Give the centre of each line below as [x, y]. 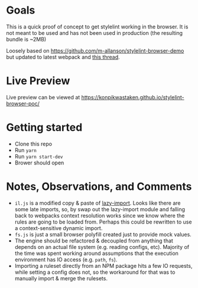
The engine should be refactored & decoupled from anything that [94, 241]
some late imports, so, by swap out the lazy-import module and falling [100, 209]
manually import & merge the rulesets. [61, 278]
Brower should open [39, 163]
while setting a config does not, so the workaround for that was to [95, 272]
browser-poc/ [23, 103]
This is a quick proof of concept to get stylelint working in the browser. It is [97, 27]
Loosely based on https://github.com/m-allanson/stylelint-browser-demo [95, 50]
